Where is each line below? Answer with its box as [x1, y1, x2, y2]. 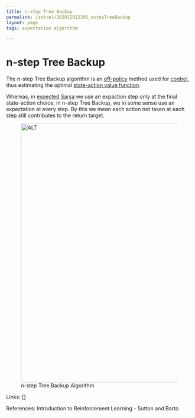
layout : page [6, 20, 38, 25]
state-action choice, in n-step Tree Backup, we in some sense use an [6, 99, 175, 106]
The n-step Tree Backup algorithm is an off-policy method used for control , [6, 75, 190, 83]
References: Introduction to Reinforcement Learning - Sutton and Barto [6, 405, 179, 412]
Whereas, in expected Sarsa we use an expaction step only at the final [6, 93, 177, 101]
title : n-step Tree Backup [6, 8, 73, 15]
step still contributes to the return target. [6, 112, 105, 119]
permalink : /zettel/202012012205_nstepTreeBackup [6, 14, 131, 20]
